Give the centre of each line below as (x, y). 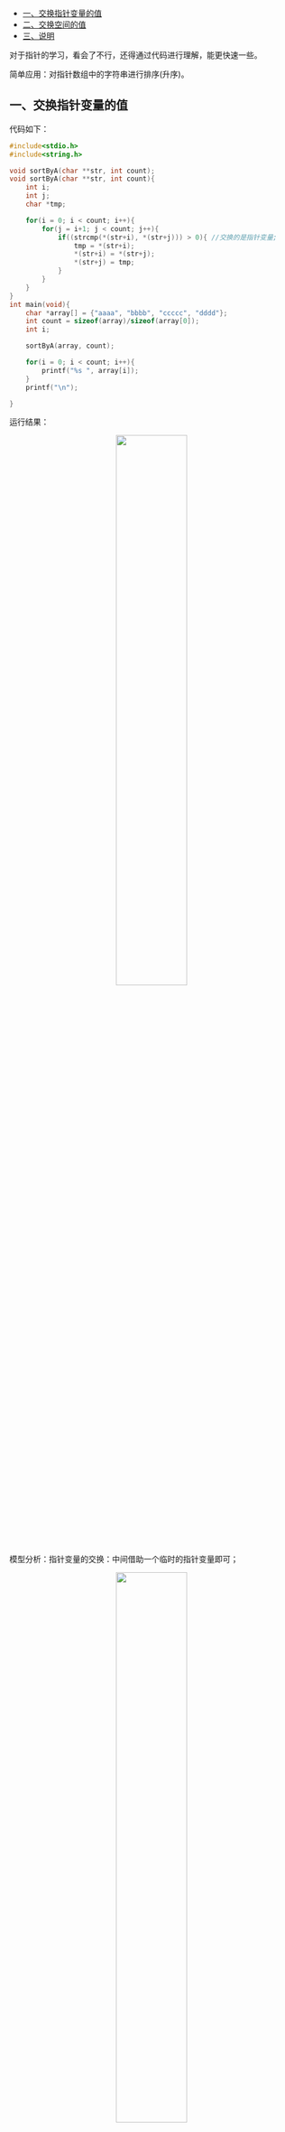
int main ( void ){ (40, 304)
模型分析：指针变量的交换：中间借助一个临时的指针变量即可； (124, 1559)
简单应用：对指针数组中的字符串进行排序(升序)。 (99, 74)
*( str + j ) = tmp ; (104, 263)
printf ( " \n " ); (52, 387)
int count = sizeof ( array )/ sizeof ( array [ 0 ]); (113, 321)
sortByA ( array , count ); (70, 346)
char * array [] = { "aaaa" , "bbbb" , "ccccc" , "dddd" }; (127, 313)
